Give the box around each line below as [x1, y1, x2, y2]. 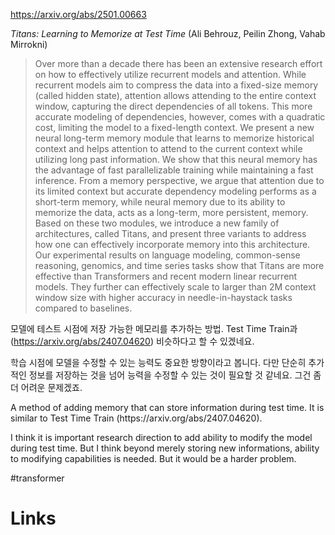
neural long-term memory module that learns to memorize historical [34, 132, 315, 144]
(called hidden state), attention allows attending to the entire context [34, 90, 317, 101]
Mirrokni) [10, 39, 48, 50]
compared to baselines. [34, 302, 133, 314]
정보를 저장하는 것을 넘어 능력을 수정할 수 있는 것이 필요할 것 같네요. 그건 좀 [28, 369, 322, 381]
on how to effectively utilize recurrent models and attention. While [34, 69, 307, 80]
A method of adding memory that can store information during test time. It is [10, 402, 325, 413]
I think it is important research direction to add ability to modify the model [10, 432, 313, 443]
